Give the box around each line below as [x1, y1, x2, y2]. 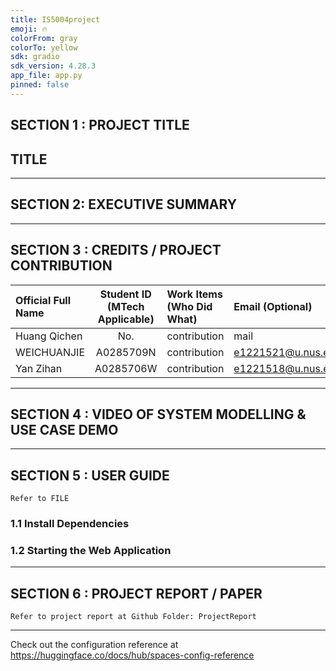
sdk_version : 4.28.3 [10, 61, 97, 71]
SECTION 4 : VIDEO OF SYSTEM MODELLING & [10, 406, 307, 423]
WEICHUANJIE [15, 345, 85, 359]
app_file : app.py [10, 71, 83, 81]
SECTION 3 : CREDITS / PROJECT [10, 242, 222, 259]
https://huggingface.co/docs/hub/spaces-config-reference [10, 649, 255, 661]
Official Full [15, 293, 72, 307]
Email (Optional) [233, 299, 313, 313]
